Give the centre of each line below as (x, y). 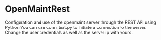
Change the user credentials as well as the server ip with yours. (69, 32)
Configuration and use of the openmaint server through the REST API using (80, 22)
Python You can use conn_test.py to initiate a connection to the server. (76, 27)
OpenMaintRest (37, 9)
